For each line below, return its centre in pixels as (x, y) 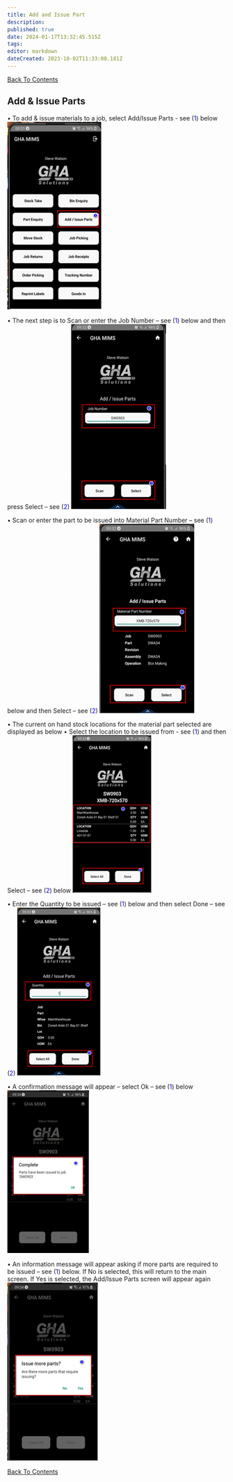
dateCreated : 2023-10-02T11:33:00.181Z (65, 59)
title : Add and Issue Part (46, 15)
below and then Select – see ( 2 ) (53, 711)
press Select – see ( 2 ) (39, 506)
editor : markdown (32, 52)
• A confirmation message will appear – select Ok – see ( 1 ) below (100, 1087)
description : (26, 22)
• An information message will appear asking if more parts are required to (113, 1264)
